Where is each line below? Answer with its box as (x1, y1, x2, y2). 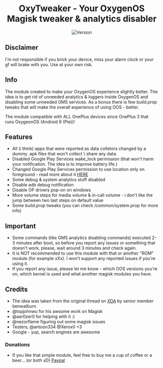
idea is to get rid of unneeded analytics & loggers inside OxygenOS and (5, 93, 148, 100)
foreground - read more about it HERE (12, 171, 89, 178)
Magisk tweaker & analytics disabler (7, 13, 157, 24)
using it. (12, 261, 28, 267)
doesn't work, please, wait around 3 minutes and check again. (12, 245, 137, 251)
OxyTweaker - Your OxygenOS (18, 3, 145, 14)
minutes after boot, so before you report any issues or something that (16, 240, 156, 246)
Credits (5, 285, 28, 294)
